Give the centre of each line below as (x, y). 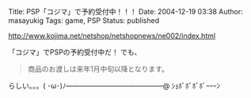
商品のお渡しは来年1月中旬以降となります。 (98, 69)
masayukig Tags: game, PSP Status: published (84, 21)
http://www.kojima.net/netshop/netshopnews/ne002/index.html (112, 36)
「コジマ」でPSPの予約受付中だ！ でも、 (75, 52)
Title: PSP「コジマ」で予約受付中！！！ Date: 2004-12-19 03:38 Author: (125, 11)
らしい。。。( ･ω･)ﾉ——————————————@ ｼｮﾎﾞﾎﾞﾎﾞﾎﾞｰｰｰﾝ (114, 86)
